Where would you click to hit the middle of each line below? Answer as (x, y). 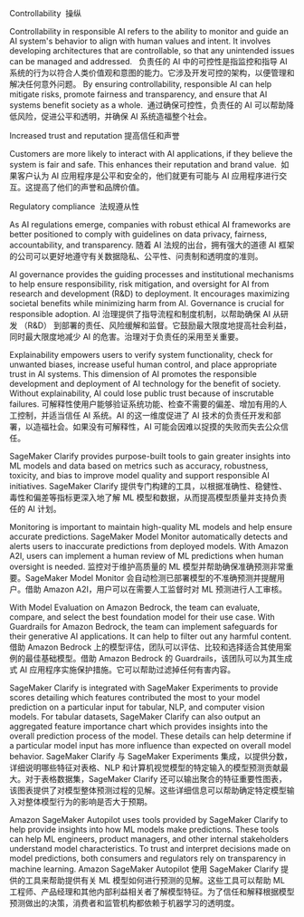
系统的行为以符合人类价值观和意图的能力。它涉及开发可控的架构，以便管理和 (152, 72)
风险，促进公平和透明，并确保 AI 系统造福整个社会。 (114, 116)
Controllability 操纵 (45, 13)
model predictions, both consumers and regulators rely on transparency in (148, 858)
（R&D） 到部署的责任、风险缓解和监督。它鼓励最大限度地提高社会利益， (156, 325)
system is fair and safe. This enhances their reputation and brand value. (143, 164)
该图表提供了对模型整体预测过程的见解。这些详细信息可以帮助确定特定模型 (148, 790)
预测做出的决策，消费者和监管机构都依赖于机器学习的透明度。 (124, 903)
